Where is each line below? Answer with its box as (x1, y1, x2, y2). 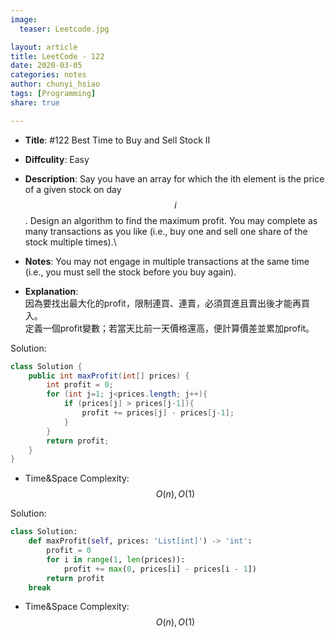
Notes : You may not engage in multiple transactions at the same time (24, 255, 310, 267)
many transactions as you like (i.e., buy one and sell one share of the (24, 225, 308, 237)
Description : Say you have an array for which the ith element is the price (24, 172, 325, 185)
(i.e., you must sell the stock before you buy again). (24, 266, 237, 278)
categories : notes (10, 70, 87, 80)
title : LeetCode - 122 (10, 51, 105, 61)
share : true (10, 97, 60, 108)
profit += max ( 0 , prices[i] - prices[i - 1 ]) (63, 564, 257, 574)
